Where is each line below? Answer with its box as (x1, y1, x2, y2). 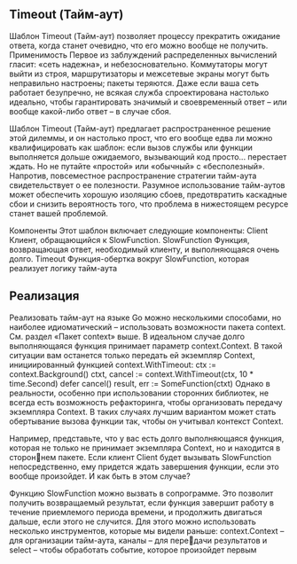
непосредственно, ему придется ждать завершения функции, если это (9, 461, 279, 472)
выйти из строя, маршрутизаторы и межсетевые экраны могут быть (9, 68, 270, 79)
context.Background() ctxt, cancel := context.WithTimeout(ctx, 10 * (9, 368, 254, 380)
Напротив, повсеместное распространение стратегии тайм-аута (9, 170, 257, 181)
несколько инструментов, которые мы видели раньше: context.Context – (9, 525, 285, 536)
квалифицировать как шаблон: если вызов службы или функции (9, 142, 253, 153)
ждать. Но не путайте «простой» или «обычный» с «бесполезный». (9, 161, 266, 171)
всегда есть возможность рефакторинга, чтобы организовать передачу (9, 396, 283, 407)
